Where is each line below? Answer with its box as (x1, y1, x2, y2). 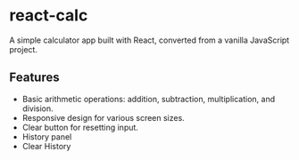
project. (9, 44, 38, 54)
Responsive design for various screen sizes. (21, 112, 185, 123)
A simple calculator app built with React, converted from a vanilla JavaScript (9, 35, 290, 45)
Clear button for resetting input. (21, 122, 138, 132)
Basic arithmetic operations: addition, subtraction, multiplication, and (21, 93, 275, 104)
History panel (21, 131, 72, 142)
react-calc (9, 5, 88, 26)
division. (21, 103, 54, 114)
